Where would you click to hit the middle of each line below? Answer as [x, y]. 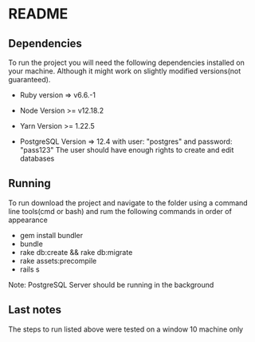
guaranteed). [29, 80]
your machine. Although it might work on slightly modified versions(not [125, 71]
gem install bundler [51, 235]
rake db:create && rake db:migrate [76, 252]
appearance [28, 220]
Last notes [35, 310]
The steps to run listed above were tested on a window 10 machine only [126, 329]
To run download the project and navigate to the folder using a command [128, 203]
